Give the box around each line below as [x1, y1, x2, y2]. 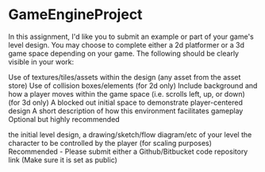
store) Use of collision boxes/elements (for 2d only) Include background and [8, 81, 258, 90]
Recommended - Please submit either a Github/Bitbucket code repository [8, 147, 248, 156]
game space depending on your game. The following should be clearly [8, 48, 240, 58]
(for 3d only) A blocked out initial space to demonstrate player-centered [8, 97, 244, 107]
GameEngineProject [8, 6, 143, 24]
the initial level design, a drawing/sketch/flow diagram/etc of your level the [8, 129, 252, 140]
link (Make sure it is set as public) [8, 155, 117, 164]
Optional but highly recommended [8, 114, 121, 124]
